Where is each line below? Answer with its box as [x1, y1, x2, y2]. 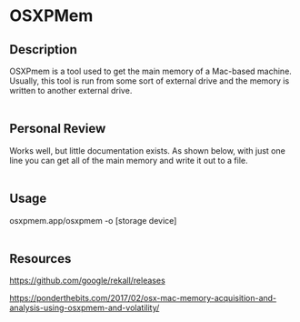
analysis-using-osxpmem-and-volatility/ [9, 302, 160, 314]
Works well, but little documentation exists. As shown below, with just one [9, 145, 286, 156]
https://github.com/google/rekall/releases [9, 275, 165, 287]
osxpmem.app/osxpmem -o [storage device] [9, 215, 177, 226]
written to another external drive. [9, 86, 133, 96]
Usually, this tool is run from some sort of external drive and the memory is [9, 75, 290, 86]
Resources [9, 251, 72, 267]
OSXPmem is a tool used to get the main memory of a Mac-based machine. [9, 65, 293, 76]
